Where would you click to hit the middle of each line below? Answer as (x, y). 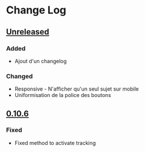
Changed (20, 76)
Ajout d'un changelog (41, 61)
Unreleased (28, 32)
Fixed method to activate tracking (55, 143)
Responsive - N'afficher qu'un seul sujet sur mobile (77, 89)
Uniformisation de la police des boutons (63, 95)
